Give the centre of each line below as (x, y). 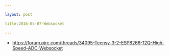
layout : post (19, 14)
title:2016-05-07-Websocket (35, 23)
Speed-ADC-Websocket (38, 48)
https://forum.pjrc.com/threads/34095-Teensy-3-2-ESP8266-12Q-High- (88, 43)
